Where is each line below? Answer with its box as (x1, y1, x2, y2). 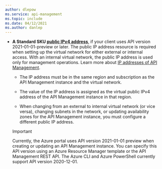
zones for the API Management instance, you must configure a (19, 114, 146, 120)
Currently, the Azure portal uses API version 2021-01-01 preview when (12, 138, 154, 144)
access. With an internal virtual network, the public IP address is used (12, 54, 153, 60)
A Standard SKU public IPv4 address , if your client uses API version (12, 39, 151, 44)
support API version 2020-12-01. (12, 159, 78, 165)
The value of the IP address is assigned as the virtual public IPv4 (19, 89, 150, 95)
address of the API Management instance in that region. (19, 94, 132, 100)
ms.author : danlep (5, 25, 43, 30)
